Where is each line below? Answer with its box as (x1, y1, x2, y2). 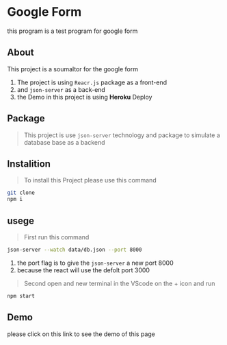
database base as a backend (23, 138, 105, 146)
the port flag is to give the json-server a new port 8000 (16, 259, 174, 267)
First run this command (23, 233, 90, 241)
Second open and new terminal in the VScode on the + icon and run (23, 279, 215, 287)
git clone (7, 189, 36, 196)
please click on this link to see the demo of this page (7, 330, 155, 338)
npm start (7, 292, 36, 299)
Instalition (7, 158, 51, 169)
